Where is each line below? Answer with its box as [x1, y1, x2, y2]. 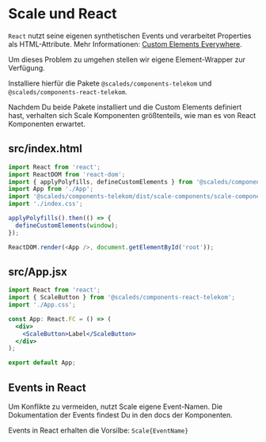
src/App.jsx [8, 265, 67, 278]
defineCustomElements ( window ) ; [15, 221, 119, 230]
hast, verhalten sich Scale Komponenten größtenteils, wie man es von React [8, 110, 256, 120]
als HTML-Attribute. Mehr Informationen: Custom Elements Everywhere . [8, 39, 243, 48]
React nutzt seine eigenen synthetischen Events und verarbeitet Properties [8, 31, 252, 40]
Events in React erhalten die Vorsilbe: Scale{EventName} [8, 425, 188, 435]
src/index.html [8, 142, 83, 155]
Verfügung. [8, 63, 45, 72]
